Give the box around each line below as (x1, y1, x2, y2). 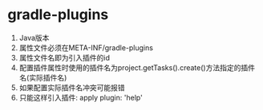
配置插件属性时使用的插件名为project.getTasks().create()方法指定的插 (18, 62, 249, 73)
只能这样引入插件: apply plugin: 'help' (18, 92, 144, 102)
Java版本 (18, 33, 50, 42)
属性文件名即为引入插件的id (18, 53, 110, 62)
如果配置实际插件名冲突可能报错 (18, 82, 125, 92)
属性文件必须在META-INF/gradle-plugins (18, 42, 154, 53)
